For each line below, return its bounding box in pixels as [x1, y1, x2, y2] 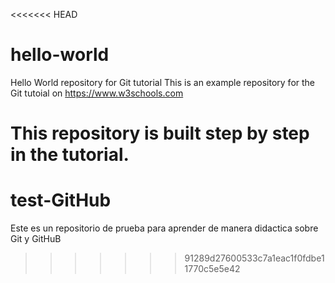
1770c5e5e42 [184, 263, 241, 275]
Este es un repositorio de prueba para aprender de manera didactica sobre [10, 222, 319, 234]
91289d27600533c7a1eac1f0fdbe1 [184, 252, 325, 264]
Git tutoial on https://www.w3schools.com [10, 87, 184, 99]
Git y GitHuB [10, 233, 62, 245]
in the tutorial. [10, 144, 130, 166]
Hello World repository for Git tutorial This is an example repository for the [10, 76, 316, 88]
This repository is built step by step [10, 122, 310, 145]
